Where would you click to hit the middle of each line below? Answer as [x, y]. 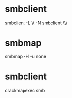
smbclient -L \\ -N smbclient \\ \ [36, 23]
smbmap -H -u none [26, 56]
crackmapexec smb [25, 90]
